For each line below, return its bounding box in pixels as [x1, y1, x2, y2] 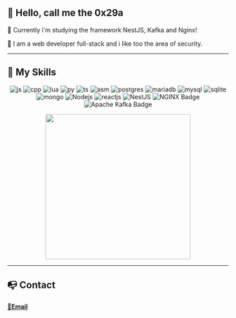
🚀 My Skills [7, 66, 56, 78]
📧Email [7, 302, 28, 310]
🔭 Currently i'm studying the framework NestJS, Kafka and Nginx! [7, 25, 197, 34]
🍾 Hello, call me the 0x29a [7, 7, 124, 19]
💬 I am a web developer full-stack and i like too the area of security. [7, 39, 203, 48]
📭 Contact [7, 279, 56, 291]
